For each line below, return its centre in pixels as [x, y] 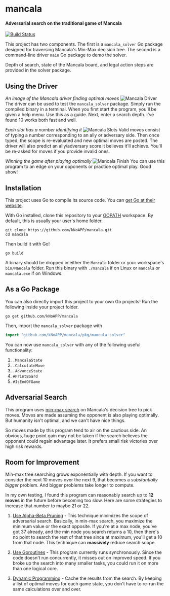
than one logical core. [35, 569]
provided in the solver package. [38, 70]
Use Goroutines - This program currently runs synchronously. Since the [87, 552]
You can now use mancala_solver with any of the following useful [73, 344]
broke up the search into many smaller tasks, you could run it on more [85, 563]
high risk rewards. [24, 446]
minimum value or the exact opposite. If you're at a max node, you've [84, 527]
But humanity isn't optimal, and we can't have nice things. [65, 420]
